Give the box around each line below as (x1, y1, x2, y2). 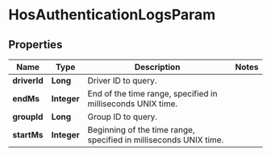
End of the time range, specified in (87, 88, 218, 99)
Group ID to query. (87, 111, 158, 122)
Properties (8, 38, 63, 51)
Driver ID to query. (87, 75, 157, 86)
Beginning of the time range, (87, 125, 195, 135)
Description (134, 62, 181, 72)
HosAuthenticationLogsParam (8, 6, 216, 24)
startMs (12, 129, 44, 140)
